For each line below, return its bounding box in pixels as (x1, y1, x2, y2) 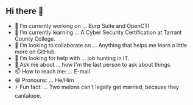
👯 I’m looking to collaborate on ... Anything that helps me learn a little (14, 41, 188, 49)
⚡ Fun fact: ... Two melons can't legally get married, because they (14, 83, 180, 90)
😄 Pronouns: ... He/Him (14, 76, 74, 84)
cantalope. (14, 92, 42, 99)
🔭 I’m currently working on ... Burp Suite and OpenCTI (14, 22, 150, 29)
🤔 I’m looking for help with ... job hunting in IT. (14, 54, 130, 61)
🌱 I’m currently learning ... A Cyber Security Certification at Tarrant (14, 29, 182, 36)
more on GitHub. (14, 48, 56, 55)
